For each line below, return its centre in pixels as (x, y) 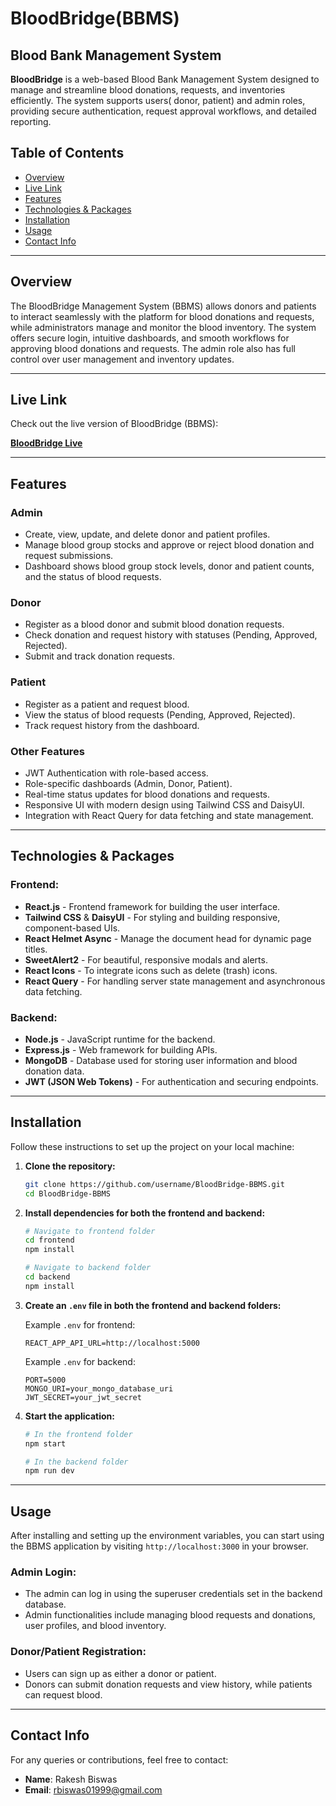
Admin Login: (43, 1572)
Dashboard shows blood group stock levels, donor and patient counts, (169, 566)
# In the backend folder (76, 1462)
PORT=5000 (45, 1380)
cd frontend (49, 1240)
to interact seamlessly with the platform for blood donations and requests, (162, 316)
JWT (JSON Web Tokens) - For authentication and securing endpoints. (171, 1081)
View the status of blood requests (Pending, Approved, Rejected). (160, 714)
